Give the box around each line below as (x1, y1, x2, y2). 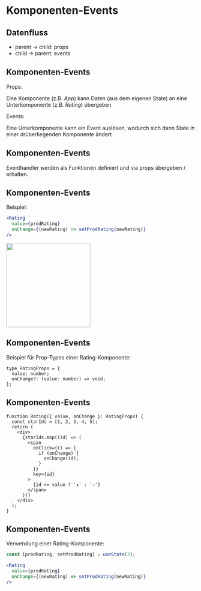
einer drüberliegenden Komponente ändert (6, 130, 112, 138)
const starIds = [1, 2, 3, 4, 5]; (11, 418, 98, 425)
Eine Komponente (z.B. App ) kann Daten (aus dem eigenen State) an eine (6, 94, 188, 102)
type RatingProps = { (6, 365, 61, 371)
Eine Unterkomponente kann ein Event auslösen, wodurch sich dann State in (6, 124, 195, 131)
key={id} (32, 471, 55, 477)
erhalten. (6, 170, 29, 178)
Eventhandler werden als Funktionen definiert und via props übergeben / (6, 164, 186, 171)
